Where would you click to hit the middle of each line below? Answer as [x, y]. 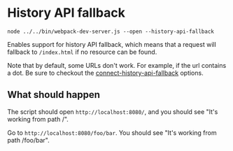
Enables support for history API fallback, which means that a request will [112, 44]
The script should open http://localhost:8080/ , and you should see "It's [113, 112]
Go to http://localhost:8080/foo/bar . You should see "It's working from [112, 132]
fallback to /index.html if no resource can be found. [82, 52]
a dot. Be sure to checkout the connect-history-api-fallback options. [106, 73]
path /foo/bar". [29, 140]
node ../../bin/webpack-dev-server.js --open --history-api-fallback [111, 31]
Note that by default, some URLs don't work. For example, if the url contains [117, 65]
